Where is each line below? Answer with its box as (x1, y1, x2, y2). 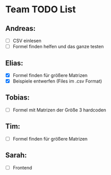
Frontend (12, 164, 32, 170)
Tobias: (5, 93, 30, 102)
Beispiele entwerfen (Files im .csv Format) (12, 78, 102, 84)
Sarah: (5, 151, 27, 160)
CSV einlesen (12, 37, 42, 44)
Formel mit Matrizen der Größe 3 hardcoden (12, 107, 106, 113)
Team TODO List (5, 4, 76, 15)
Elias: (5, 59, 24, 67)
